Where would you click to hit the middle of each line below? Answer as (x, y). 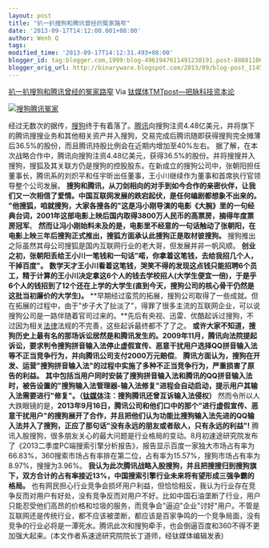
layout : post (30, 16)
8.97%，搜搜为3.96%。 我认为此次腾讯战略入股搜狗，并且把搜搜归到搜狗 (129, 466)
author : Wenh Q (34, 38)
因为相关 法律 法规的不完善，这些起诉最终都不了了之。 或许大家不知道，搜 (135, 326)
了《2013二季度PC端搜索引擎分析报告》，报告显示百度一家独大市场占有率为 (131, 446)
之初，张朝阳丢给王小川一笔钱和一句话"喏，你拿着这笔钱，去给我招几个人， (133, 255)
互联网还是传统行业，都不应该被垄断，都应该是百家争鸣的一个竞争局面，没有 (134, 515)
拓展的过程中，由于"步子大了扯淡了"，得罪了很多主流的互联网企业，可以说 (138, 306)
